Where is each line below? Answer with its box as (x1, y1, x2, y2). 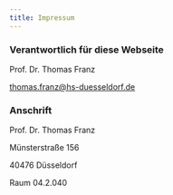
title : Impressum (9, 13, 75, 23)
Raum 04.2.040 (9, 178, 68, 189)
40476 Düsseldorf (9, 160, 78, 171)
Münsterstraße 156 (9, 142, 80, 153)
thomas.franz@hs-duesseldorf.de (9, 81, 136, 92)
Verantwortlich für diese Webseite (9, 43, 165, 55)
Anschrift (9, 103, 53, 116)
